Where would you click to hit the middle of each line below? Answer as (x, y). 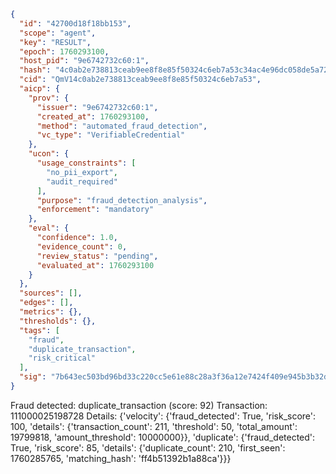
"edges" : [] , (46, 303)
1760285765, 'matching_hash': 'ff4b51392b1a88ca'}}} (121, 458)
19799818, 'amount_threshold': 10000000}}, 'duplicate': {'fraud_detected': (163, 437)
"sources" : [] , (51, 293)
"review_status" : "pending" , (97, 256)
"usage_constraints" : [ (86, 163)
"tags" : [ (39, 330)
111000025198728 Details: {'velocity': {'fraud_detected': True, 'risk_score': (163, 416)
